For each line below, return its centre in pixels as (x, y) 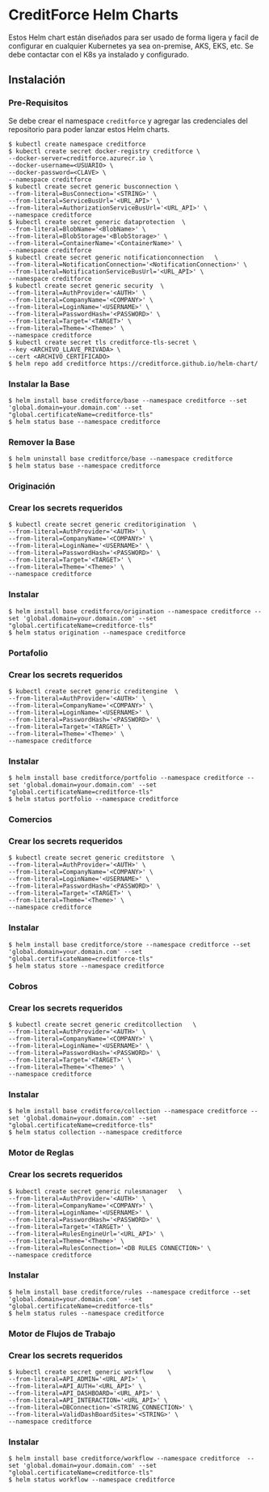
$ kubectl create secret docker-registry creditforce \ (104, 151)
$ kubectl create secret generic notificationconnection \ (113, 257)
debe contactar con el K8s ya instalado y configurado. (99, 54)
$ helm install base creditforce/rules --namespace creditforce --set (130, 1292)
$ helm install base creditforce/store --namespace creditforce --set (130, 944)
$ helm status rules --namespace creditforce (86, 1313)
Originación (32, 486)
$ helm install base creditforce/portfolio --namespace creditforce (126, 778)
